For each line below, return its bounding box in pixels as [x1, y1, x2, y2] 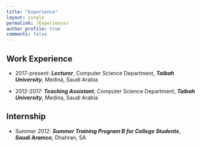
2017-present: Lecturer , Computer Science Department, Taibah [14, 69, 174, 77]
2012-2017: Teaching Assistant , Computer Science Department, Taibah [14, 87, 195, 95]
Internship [6, 111, 46, 122]
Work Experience [6, 54, 73, 64]
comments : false [6, 31, 47, 37]
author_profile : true [6, 25, 61, 32]
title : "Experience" [6, 8, 59, 15]
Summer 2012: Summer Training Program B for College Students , [14, 127, 181, 134]
